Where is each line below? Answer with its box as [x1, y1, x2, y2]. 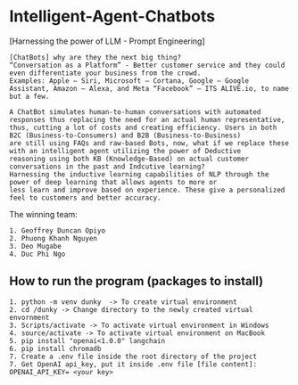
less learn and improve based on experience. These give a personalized [9, 185, 286, 194]
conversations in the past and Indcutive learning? [9, 162, 205, 171]
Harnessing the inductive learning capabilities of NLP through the [9, 169, 269, 179]
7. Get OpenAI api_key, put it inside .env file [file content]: [9, 359, 257, 369]
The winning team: [9, 209, 78, 219]
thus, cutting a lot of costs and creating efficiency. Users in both [9, 123, 277, 132]
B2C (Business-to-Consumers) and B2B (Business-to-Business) [9, 131, 242, 140]
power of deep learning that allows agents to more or [9, 177, 218, 186]
